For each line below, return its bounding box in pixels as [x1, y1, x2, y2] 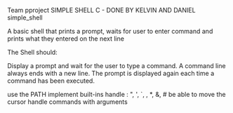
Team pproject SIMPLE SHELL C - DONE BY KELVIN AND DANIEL [7, 6, 196, 14]
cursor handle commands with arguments [7, 98, 128, 106]
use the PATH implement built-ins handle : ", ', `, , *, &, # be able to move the [7, 91, 226, 98]
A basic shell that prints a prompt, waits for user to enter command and [7, 27, 213, 35]
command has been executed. [7, 77, 95, 85]
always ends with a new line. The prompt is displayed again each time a [7, 69, 215, 77]
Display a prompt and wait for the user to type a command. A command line [7, 62, 226, 69]
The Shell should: [7, 48, 58, 56]
